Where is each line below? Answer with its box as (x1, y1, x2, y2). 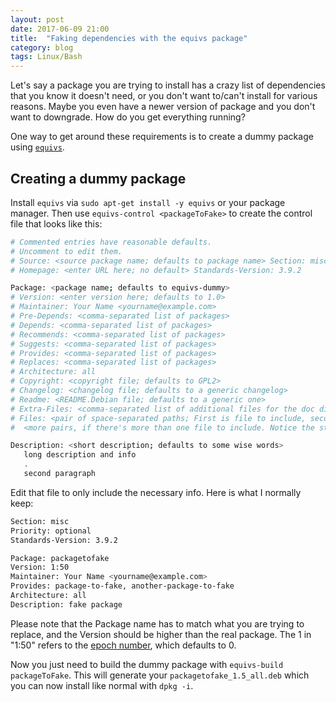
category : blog (10, 42, 74, 53)
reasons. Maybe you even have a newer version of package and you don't (10, 101, 316, 113)
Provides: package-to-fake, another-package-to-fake (10, 581, 235, 591)
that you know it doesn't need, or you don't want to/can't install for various (10, 90, 318, 102)
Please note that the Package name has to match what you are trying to (10, 617, 305, 630)
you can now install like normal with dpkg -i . (10, 679, 194, 691)
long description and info (23, 450, 137, 460)
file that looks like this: (10, 217, 103, 230)
